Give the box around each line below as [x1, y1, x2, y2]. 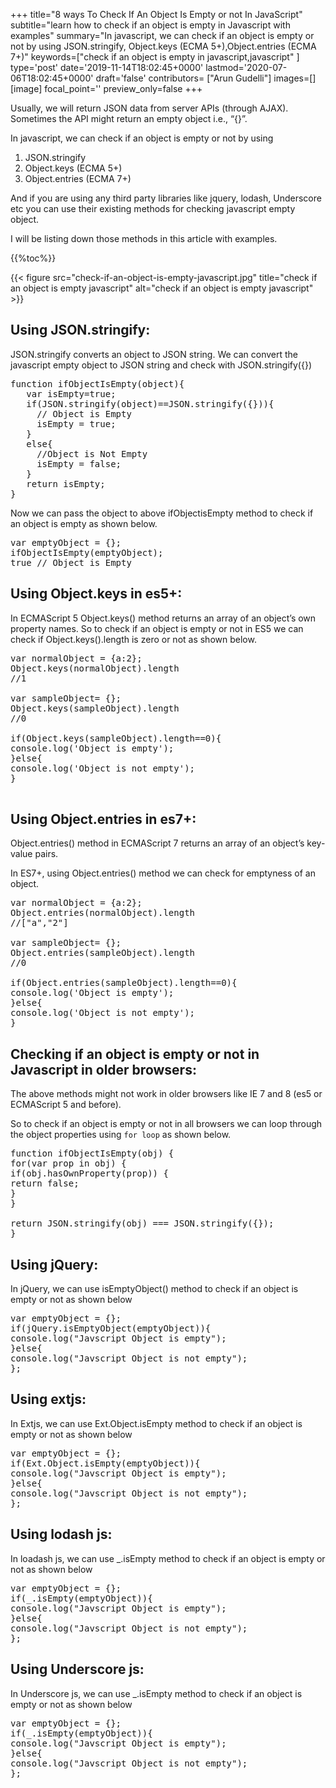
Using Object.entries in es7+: [10, 811, 197, 828]
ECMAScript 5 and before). [10, 1099, 122, 1111]
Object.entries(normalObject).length [10, 907, 196, 919]
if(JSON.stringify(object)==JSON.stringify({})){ [26, 398, 275, 409]
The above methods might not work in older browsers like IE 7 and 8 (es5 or [10, 1088, 323, 1100]
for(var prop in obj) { [10, 1158, 127, 1169]
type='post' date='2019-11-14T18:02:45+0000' [10, 62, 204, 73]
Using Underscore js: [10, 1661, 145, 1678]
